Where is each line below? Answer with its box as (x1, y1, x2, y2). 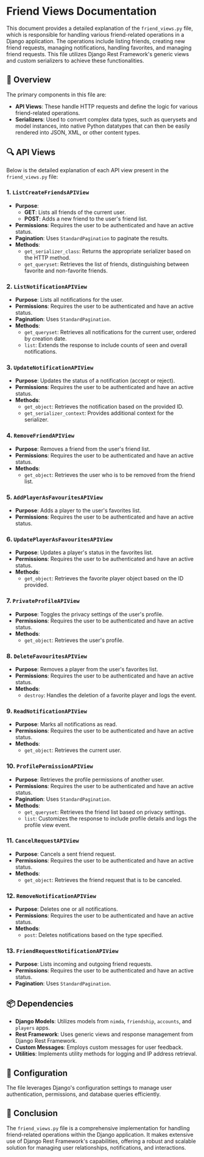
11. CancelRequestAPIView (6, 836, 79, 845)
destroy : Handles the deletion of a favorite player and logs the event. (24, 692, 197, 699)
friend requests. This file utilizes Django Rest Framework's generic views (6, 50, 189, 57)
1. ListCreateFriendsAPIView (6, 188, 90, 197)
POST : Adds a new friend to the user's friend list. (24, 215, 148, 222)
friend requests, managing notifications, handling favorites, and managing (6, 44, 192, 51)
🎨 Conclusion (6, 1108, 58, 1119)
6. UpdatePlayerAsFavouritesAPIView (6, 535, 113, 543)
